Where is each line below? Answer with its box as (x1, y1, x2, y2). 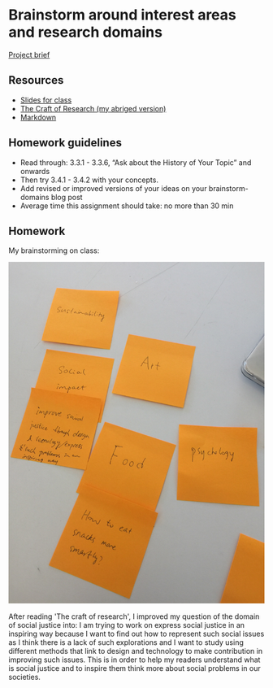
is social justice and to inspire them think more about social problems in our (8, 664, 262, 673)
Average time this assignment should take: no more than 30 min (19, 201, 234, 211)
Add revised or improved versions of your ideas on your (19, 183, 207, 193)
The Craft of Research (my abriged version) (19, 103, 167, 113)
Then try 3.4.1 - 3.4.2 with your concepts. (19, 175, 158, 185)
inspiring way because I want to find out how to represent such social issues (8, 629, 265, 639)
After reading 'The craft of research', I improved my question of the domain (8, 612, 260, 621)
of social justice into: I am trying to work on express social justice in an (8, 621, 245, 630)
